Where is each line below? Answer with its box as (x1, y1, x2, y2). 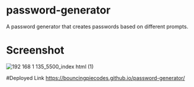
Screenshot (6, 43, 64, 57)
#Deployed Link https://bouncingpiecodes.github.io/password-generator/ (6, 74, 185, 81)
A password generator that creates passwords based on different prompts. (6, 23, 189, 30)
